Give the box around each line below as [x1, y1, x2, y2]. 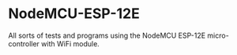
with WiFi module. [40, 38, 100, 48]
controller [8, 38, 39, 48]
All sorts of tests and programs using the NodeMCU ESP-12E [8, 31, 206, 40]
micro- [207, 31, 229, 40]
